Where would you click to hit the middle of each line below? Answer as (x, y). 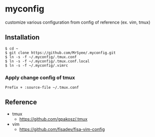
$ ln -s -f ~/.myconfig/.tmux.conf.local (47, 61)
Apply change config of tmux (40, 77)
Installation (22, 37)
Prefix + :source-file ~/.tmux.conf (42, 88)
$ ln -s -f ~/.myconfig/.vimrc (37, 65)
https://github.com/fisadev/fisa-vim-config (62, 129)
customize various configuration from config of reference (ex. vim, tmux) (78, 22)
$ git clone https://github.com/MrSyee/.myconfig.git (61, 53)
